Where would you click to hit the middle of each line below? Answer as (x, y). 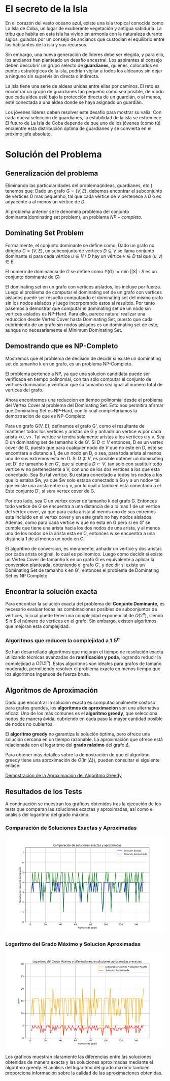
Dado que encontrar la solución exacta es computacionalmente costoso (80, 703)
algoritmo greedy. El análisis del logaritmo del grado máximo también (77, 1068)
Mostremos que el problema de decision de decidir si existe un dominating (83, 358)
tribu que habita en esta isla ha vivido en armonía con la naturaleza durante (84, 34)
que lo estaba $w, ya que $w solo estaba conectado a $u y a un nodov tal (82, 480)
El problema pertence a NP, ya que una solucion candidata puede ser (78, 374)
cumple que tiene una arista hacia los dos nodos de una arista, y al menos (83, 528)
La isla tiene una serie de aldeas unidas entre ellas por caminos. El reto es (82, 86)
